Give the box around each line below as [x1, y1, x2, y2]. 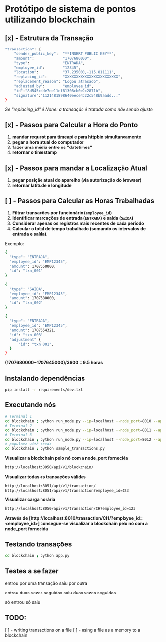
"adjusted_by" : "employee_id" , [14, 84, 94, 89]
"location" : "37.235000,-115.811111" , [14, 70, 116, 75]
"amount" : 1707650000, [9, 264, 56, 269]
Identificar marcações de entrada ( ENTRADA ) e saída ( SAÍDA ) [12, 215, 134, 221]
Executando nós [5, 401, 56, 409]
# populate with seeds [5, 442, 52, 446]
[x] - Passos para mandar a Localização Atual [5, 164, 147, 172]
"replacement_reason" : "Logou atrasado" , [14, 79, 100, 84]
